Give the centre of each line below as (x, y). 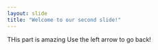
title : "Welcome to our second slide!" (64, 20)
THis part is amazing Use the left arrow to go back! (79, 39)
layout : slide (27, 13)
